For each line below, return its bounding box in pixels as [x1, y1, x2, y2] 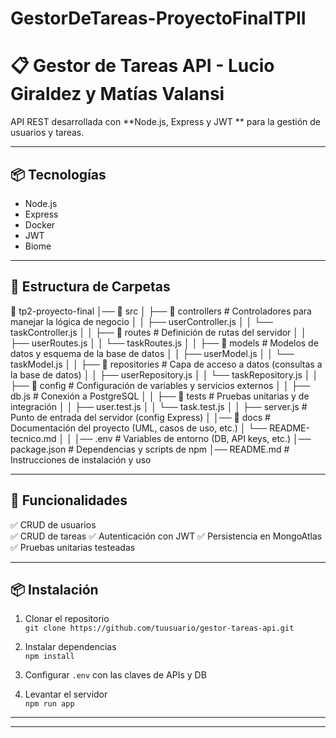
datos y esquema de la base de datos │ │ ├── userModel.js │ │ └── [10, 347, 295, 359]
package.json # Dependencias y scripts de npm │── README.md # [10, 443, 290, 455]
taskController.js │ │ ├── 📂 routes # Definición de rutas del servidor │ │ [10, 326, 307, 338]
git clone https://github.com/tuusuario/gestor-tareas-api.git [24, 623, 295, 634]
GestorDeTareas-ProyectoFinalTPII [10, 7, 307, 30]
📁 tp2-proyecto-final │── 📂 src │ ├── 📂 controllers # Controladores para [10, 305, 312, 317]
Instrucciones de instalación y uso [10, 453, 152, 466]
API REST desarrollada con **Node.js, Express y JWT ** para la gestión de [10, 116, 322, 128]
